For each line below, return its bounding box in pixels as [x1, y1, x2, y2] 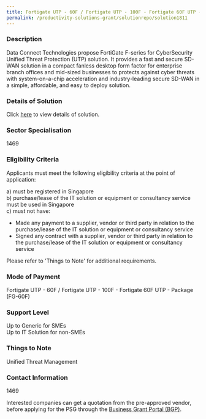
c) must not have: [6, 207, 51, 215]
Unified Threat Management [6, 358, 78, 365]
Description [6, 35, 42, 44]
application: [6, 175, 36, 183]
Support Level [6, 308, 49, 317]
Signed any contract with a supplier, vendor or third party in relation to [15, 232, 193, 239]
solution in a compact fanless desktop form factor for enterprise [20, 62, 183, 69]
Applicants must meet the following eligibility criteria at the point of [6, 169, 176, 177]
